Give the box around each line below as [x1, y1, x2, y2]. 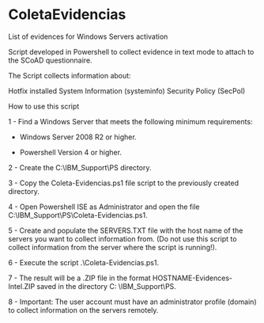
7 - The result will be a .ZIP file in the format [8, 273, 152, 283]
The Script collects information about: [8, 70, 132, 80]
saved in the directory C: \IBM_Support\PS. [36, 281, 176, 291]
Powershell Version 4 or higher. [19, 147, 123, 157]
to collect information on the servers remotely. [8, 305, 159, 314]
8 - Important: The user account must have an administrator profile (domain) [8, 297, 257, 306]
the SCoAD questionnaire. [8, 55, 92, 65]
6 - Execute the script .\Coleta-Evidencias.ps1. [8, 257, 160, 267]
